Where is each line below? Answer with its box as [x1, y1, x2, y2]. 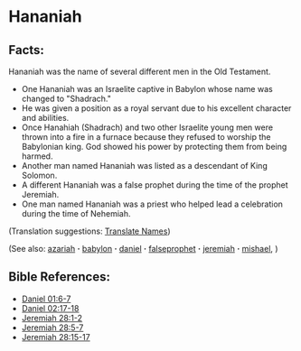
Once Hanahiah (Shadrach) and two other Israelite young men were [21, 122, 273, 133]
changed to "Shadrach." [21, 93, 112, 104]
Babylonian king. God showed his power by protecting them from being [21, 142, 287, 152]
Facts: [8, 42, 44, 58]
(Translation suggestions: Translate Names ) [8, 226, 171, 236]
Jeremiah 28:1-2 [21, 312, 83, 323]
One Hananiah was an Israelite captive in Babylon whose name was [21, 84, 273, 94]
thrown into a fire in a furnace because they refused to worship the [21, 132, 272, 142]
